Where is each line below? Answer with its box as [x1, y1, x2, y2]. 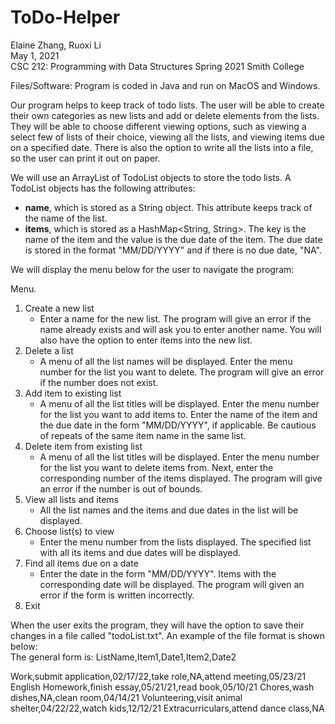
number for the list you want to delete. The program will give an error [39, 366, 325, 378]
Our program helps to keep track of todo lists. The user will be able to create [10, 99, 325, 111]
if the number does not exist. [39, 376, 159, 388]
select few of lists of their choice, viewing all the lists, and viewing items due [10, 131, 325, 143]
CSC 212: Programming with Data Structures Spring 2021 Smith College [10, 60, 305, 72]
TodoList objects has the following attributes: [10, 182, 196, 194]
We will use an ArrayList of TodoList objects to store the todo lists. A [10, 171, 292, 183]
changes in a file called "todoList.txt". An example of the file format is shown [10, 629, 326, 641]
